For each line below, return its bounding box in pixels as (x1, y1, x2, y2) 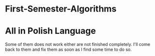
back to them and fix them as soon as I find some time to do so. (5, 47, 132, 53)
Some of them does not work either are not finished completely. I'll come (5, 42, 150, 47)
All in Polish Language (5, 26, 96, 37)
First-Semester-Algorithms (5, 3, 117, 14)
